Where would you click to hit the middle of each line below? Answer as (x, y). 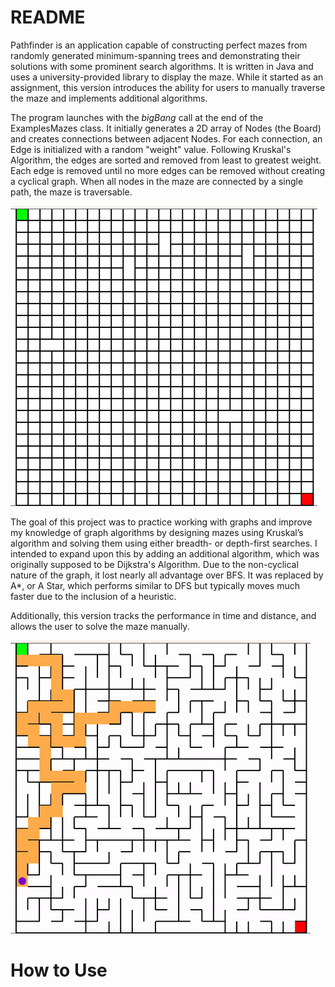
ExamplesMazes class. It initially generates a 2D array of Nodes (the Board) (166, 128)
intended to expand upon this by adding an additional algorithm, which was (165, 553)
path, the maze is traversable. (71, 192)
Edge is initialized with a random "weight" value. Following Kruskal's (151, 149)
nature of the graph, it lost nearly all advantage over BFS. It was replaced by (167, 575)
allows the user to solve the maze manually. (100, 626)
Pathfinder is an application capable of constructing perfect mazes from (159, 45)
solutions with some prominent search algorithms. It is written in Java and (162, 66)
